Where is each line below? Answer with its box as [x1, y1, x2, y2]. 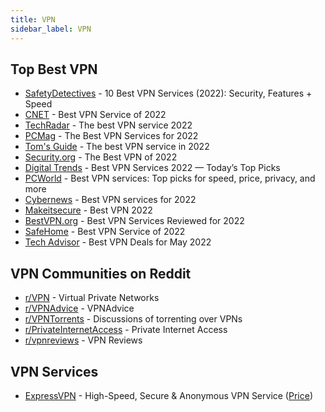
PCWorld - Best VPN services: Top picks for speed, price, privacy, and [24, 172, 316, 185]
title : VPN [10, 14, 56, 25]
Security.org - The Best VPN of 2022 [24, 151, 178, 163]
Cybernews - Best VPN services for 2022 [24, 194, 197, 206]
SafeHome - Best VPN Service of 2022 [24, 226, 186, 238]
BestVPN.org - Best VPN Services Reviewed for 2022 [24, 215, 245, 227]
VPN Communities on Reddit [10, 265, 192, 282]
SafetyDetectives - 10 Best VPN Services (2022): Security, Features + [24, 87, 313, 100]
